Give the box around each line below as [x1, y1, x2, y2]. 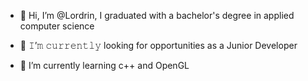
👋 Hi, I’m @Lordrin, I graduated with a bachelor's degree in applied [19, 10, 295, 21]
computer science [19, 20, 95, 32]
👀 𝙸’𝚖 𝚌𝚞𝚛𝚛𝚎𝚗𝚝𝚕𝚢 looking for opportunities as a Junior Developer [19, 40, 298, 51]
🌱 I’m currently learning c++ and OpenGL [19, 60, 190, 71]
